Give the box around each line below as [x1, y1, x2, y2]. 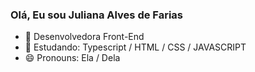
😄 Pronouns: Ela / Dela [24, 52, 121, 64]
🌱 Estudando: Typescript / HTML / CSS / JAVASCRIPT [24, 41, 247, 53]
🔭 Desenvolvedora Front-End [24, 31, 145, 43]
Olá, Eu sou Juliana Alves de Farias [10, 8, 183, 22]
